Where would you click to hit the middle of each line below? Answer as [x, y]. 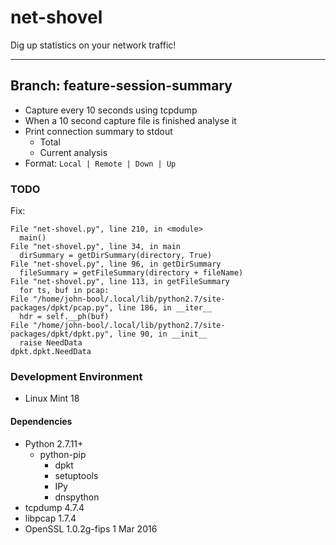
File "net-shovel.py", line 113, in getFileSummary [120, 282]
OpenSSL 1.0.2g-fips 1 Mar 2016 [91, 528]
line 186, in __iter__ [165, 308]
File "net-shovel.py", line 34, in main [96, 247]
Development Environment [76, 376]
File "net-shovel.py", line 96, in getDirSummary [116, 264]
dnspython [77, 497]
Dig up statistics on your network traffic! [93, 45]
